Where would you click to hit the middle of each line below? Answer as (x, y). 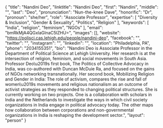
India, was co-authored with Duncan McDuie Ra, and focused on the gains (80, 69)
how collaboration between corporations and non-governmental (70, 110)
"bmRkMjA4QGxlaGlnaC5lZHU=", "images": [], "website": (63, 33)
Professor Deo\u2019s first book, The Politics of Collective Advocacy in (77, 64)
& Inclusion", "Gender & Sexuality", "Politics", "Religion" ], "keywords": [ (77, 22)
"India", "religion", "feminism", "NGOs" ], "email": (54, 28)
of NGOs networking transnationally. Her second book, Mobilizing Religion (80, 74)
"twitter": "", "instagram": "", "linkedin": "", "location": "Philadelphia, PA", (78, 43)
